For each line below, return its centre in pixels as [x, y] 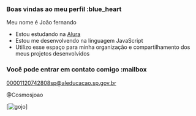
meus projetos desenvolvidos [52, 54]
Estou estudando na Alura [48, 34]
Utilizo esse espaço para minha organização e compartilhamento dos [103, 47]
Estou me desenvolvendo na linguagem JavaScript [79, 41]
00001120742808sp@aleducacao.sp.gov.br [61, 83]
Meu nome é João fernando [41, 23]
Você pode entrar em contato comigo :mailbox [77, 70]
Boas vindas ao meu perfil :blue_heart [64, 9]
